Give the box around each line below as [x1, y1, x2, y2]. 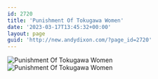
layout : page [7, 30, 46, 37]
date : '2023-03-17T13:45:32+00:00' [7, 23, 112, 30]
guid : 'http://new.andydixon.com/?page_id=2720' [7, 37, 152, 44]
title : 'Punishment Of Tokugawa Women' [7, 17, 124, 24]
